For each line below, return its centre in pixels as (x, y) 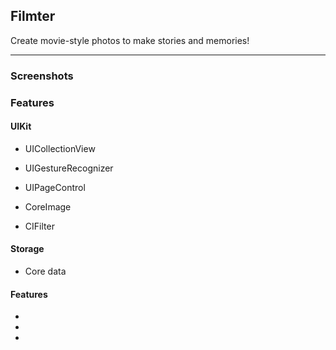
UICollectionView (60, 148)
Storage (27, 249)
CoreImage (48, 206)
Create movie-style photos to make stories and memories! (130, 40)
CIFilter (39, 226)
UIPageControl (55, 187)
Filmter (33, 16)
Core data (45, 271)
